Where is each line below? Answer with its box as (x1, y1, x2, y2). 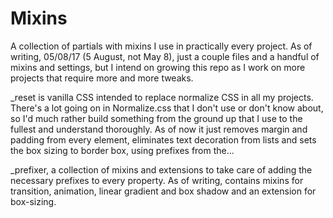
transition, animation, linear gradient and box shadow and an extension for (10, 185, 317, 197)
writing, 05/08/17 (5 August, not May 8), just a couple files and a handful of (10, 50, 320, 62)
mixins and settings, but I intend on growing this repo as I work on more (10, 61, 306, 73)
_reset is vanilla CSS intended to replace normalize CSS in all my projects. (10, 91, 314, 103)
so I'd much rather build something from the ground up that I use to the (10, 112, 303, 124)
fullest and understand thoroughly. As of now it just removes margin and (10, 123, 308, 135)
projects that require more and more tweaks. (10, 72, 194, 84)
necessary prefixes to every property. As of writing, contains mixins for (10, 174, 304, 186)
